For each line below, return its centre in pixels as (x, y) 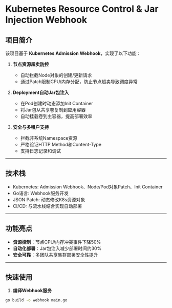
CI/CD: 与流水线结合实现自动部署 (47, 206)
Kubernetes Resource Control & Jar (82, 9)
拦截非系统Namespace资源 (49, 138)
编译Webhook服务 (32, 291)
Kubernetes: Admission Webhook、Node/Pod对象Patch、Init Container (88, 187)
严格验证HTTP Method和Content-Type (61, 145)
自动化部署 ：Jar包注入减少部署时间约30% (57, 248)
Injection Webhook (46, 20)
